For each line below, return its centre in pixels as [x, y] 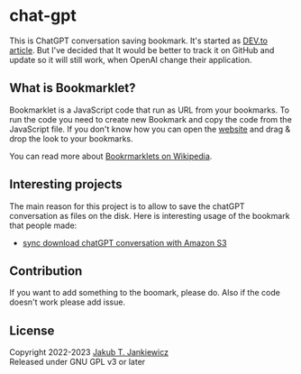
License [32, 330]
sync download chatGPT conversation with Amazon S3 [124, 242]
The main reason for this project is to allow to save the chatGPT [127, 206]
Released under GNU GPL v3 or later [78, 362]
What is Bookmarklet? [73, 88]
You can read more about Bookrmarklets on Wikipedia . [111, 156]
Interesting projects [66, 184]
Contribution [46, 271]
